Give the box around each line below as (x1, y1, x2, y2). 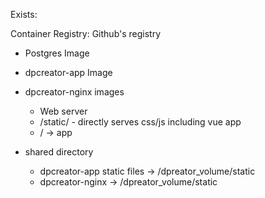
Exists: (10, 9, 38, 20)
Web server (39, 105, 88, 117)
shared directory (24, 146, 94, 158)
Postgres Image (24, 47, 90, 59)
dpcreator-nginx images (24, 86, 125, 98)
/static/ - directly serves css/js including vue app (39, 116, 242, 128)
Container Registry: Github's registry (10, 28, 162, 39)
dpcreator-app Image (24, 67, 113, 78)
